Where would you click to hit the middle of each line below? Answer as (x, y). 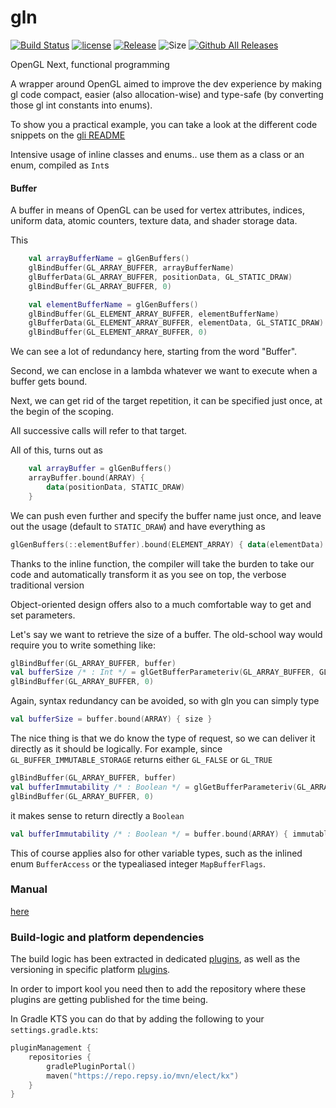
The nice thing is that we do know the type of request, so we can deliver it (163, 738)
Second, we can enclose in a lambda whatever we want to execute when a (164, 371)
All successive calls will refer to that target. (99, 431)
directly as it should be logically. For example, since (116, 749)
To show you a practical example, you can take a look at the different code (164, 124)
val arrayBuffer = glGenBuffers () (100, 469)
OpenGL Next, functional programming (90, 64)
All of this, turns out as (56, 450)
